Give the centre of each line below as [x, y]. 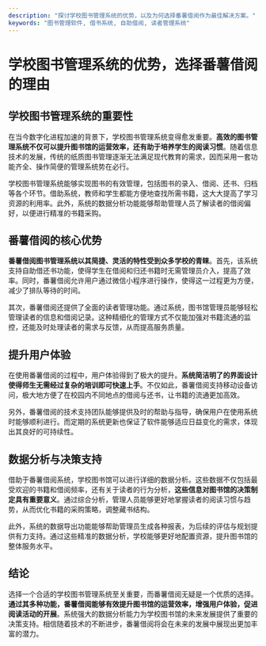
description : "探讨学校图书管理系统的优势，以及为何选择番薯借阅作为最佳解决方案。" [132, 15]
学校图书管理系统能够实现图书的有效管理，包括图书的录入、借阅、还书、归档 [133, 183]
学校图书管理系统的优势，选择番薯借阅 [133, 65]
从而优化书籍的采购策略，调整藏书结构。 [88, 509]
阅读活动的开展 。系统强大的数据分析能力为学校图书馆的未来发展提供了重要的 [133, 614]
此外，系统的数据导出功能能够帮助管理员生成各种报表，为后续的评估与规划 [129, 526]
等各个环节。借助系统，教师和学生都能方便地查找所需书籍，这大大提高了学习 [133, 193]
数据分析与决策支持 [55, 459]
